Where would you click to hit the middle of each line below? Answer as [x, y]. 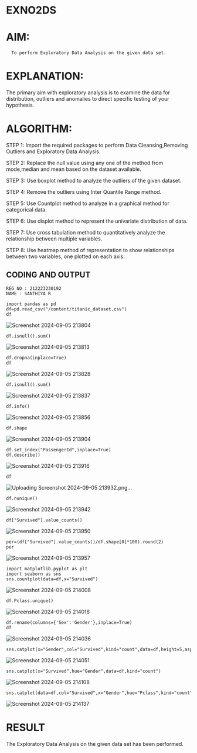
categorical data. [26, 209]
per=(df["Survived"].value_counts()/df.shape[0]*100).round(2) [85, 542]
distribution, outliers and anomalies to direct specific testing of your [88, 99]
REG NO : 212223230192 [34, 288]
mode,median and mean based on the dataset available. [74, 169]
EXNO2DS [31, 10]
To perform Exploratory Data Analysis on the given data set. [89, 53]
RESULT [26, 728]
